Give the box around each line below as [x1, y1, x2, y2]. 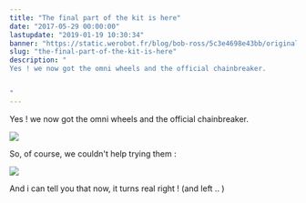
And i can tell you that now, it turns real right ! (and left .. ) [9, 183, 225, 194]
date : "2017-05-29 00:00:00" [9, 22, 120, 31]
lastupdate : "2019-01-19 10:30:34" [9, 30, 145, 39]
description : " [9, 56, 67, 65]
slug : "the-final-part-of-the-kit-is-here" [9, 47, 178, 56]
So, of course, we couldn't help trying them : [9, 147, 177, 159]
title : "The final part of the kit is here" [9, 13, 181, 23]
